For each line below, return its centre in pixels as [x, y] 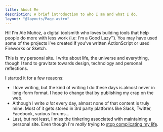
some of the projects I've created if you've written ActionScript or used [77, 43]
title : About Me [22, 10]
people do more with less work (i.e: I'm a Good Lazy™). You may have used [81, 38]
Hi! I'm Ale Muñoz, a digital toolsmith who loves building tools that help [77, 33]
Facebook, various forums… [41, 114]
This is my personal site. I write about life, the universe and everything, [77, 58]
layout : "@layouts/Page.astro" [37, 19]
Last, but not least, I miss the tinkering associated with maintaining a [82, 119]
